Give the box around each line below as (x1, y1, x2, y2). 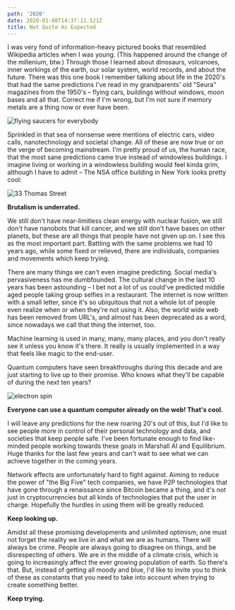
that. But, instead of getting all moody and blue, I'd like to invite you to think (7, 565, 227, 574)
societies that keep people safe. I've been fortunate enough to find (7, 435, 201, 443)
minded (7, 442, 30, 450)
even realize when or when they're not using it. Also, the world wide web (7, 306, 219, 314)
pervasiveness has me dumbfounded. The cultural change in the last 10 (7, 275, 215, 284)
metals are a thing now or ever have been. (7, 103, 130, 112)
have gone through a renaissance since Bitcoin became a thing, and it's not (7, 485, 227, 494)
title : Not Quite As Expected (7, 23, 97, 30)
